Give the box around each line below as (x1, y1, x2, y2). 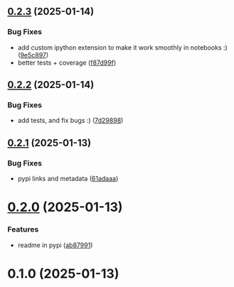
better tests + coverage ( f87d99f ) (17, 58, 116, 67)
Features (7, 224, 39, 234)
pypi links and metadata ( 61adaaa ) (17, 174, 119, 183)
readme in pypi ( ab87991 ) (17, 241, 93, 249)
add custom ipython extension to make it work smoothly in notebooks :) (17, 43, 228, 52)
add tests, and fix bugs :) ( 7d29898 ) (17, 117, 124, 125)
